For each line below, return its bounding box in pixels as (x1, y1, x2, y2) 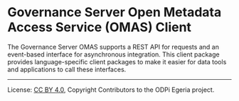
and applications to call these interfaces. (7, 65, 127, 73)
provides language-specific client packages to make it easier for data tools (7, 57, 227, 66)
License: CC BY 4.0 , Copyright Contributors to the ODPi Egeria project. (7, 85, 215, 94)
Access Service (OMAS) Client (7, 19, 192, 35)
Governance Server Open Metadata (7, 4, 222, 20)
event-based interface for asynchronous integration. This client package (7, 50, 220, 59)
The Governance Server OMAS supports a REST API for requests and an (7, 42, 219, 51)
